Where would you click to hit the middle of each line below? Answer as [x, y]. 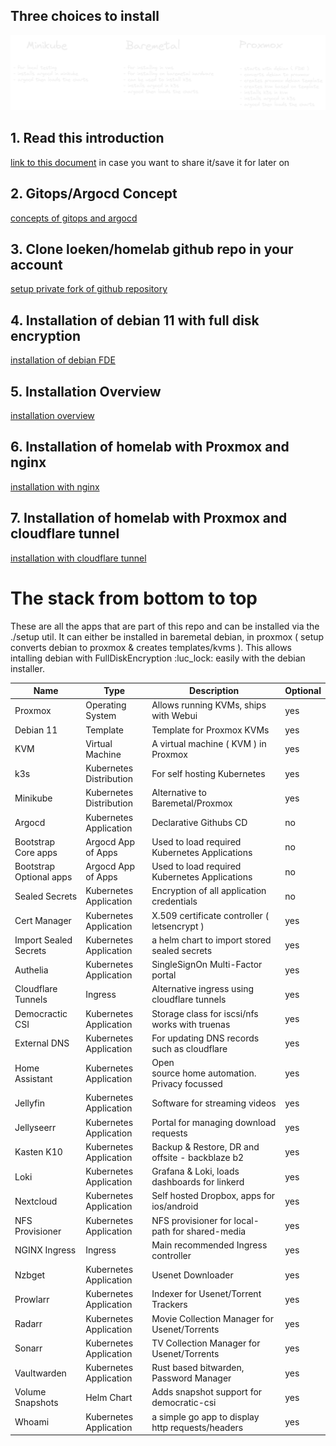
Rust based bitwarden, [198, 1368]
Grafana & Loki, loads [195, 1171]
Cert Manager [43, 921]
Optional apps [43, 877]
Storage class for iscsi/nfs [205, 1013]
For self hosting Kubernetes [208, 773]
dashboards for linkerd [198, 1182]
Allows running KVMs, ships [209, 705]
